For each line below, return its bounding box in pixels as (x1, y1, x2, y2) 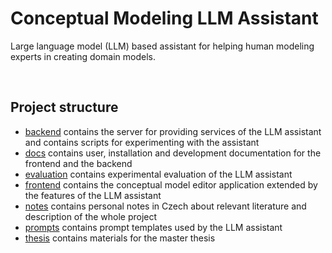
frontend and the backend (24, 157, 133, 169)
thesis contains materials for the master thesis (24, 232, 216, 244)
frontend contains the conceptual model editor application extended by (24, 178, 318, 191)
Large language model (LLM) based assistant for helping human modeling (10, 40, 315, 52)
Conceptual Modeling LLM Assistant (10, 7, 319, 30)
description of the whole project (24, 210, 158, 222)
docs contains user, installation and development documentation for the (24, 147, 322, 159)
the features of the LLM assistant (24, 189, 162, 201)
